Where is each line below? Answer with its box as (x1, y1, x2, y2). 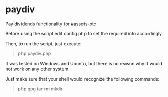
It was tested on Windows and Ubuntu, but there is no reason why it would (5, 60, 162, 66)
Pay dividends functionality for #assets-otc (5, 21, 96, 27)
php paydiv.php (17, 50, 51, 56)
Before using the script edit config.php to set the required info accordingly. (5, 30, 163, 36)
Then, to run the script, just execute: (5, 40, 82, 47)
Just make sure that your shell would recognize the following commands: (5, 75, 160, 82)
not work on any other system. (5, 66, 70, 72)
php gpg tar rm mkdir (17, 86, 63, 92)
